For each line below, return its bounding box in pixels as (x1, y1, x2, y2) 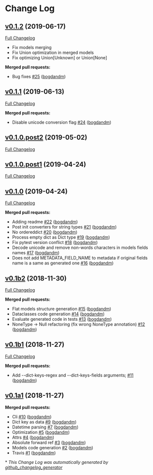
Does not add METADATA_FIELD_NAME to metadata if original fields (12, 255, 148, 261)
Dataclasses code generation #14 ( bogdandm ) (12, 311, 105, 317)
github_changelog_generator (5, 464, 63, 470)
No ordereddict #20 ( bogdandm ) (12, 229, 77, 235)
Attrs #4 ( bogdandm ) (12, 434, 55, 440)
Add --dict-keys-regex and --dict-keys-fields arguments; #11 (12, 372, 134, 378)
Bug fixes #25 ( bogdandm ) (12, 74, 66, 79)
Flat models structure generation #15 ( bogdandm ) (12, 306, 111, 312)
